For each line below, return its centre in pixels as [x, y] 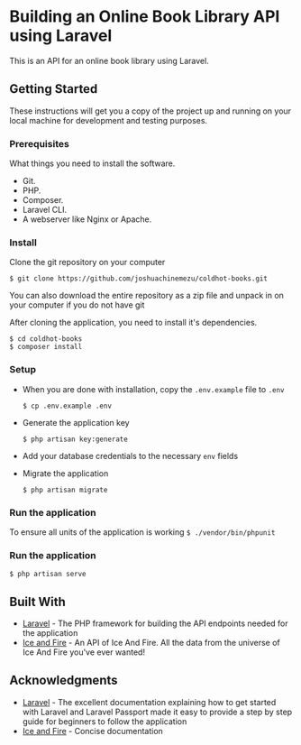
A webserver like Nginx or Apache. [87, 219]
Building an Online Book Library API [145, 17]
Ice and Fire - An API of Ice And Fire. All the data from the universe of [151, 643]
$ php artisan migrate [65, 490]
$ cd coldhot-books [46, 339]
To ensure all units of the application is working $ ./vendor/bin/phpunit [142, 532]
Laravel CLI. [45, 210]
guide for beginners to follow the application [105, 721]
